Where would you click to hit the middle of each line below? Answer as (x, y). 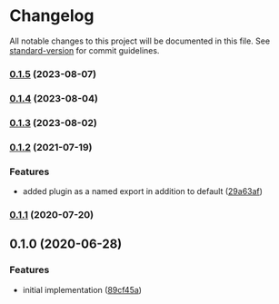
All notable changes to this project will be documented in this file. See (140, 41)
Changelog (52, 16)
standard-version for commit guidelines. (85, 50)
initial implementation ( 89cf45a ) (82, 289)
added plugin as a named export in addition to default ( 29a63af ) (143, 191)
